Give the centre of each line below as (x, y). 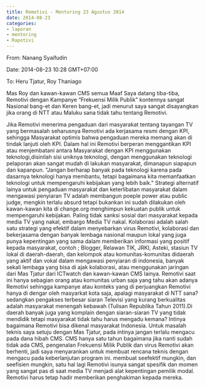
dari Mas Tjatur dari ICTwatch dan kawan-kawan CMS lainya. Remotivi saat (101, 273)
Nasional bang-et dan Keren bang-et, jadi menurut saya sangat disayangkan (102, 106)
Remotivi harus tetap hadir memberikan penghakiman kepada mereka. (95, 377)
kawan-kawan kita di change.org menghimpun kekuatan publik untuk (93, 209)
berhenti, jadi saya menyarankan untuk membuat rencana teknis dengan (97, 351)
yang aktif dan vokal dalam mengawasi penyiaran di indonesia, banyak (95, 261)
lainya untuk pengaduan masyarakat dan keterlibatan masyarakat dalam (97, 189)
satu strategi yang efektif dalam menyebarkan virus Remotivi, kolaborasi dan (103, 228)
